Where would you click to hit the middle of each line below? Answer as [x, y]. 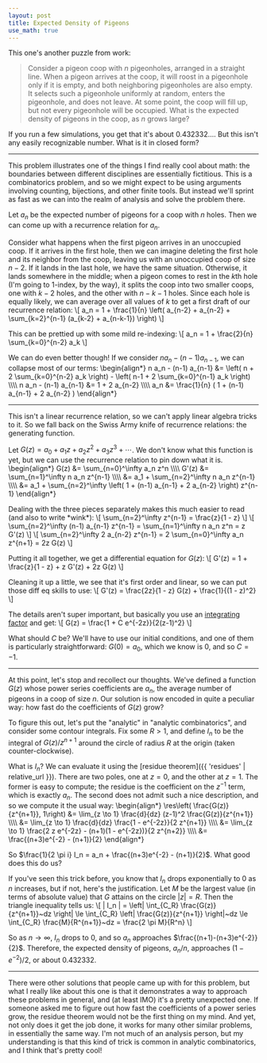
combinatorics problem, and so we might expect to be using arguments [125, 183]
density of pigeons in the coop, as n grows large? [108, 119]
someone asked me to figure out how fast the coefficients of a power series [132, 1008]
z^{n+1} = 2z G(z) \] [41, 543]
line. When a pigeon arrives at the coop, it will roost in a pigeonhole [138, 77]
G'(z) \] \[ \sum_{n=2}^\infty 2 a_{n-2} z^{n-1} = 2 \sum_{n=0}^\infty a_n [126, 535]
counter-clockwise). [41, 751]
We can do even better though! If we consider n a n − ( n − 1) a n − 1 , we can [126, 358]
